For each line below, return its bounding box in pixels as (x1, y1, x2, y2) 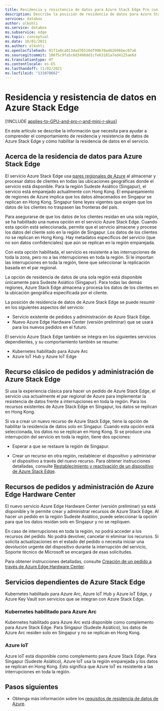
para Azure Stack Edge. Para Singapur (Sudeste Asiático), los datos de (5, 625, 147, 630)
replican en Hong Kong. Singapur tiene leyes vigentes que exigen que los (5, 199, 152, 205)
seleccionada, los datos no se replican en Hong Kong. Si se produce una (5, 429, 151, 435)
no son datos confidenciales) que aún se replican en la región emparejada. (5, 239, 155, 245)
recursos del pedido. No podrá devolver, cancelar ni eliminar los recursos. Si (5, 534, 159, 539)
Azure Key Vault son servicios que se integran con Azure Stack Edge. (5, 596, 145, 602)
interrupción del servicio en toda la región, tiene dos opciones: (5, 434, 131, 440)
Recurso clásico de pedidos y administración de (5, 367, 154, 376)
